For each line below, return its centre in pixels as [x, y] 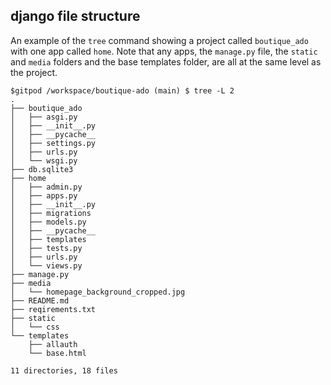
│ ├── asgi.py [44, 117]
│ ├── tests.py [46, 248]
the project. [34, 72]
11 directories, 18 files [64, 370]
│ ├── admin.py [46, 187]
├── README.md [40, 300]
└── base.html [57, 353]
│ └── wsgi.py [44, 160]
